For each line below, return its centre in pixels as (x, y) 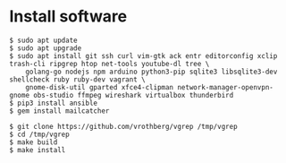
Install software (68, 17)
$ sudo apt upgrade (46, 48)
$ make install (38, 150)
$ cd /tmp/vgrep (39, 134)
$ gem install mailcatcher (59, 111)
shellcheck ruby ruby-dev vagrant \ (77, 79)
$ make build (34, 142)
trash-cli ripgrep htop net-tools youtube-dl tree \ (109, 64)
